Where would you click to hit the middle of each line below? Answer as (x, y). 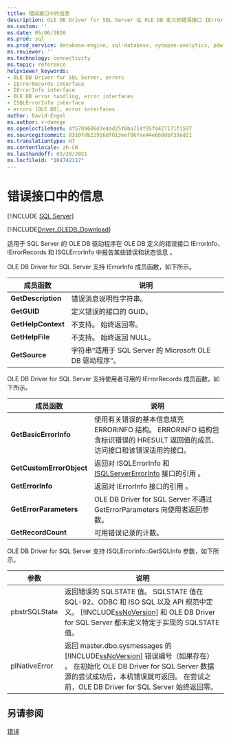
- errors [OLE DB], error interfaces (61, 109)
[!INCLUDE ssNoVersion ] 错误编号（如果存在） (139, 655)
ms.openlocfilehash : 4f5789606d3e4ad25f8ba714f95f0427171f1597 (100, 128)
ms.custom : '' (27, 26)
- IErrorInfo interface (41, 90)
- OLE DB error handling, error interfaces (70, 97)
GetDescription (36, 298)
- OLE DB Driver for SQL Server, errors (66, 77)
